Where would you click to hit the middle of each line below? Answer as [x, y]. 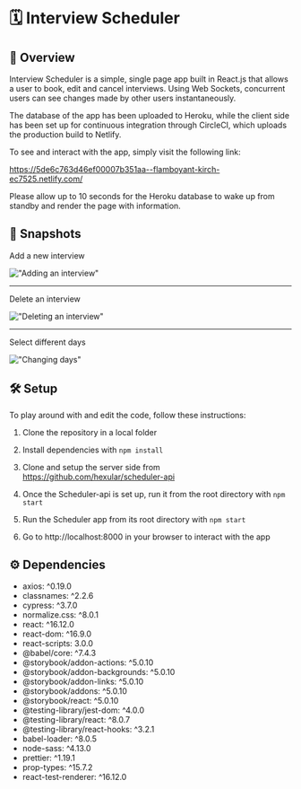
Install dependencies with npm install [93, 450]
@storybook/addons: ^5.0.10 [75, 691]
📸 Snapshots [46, 234]
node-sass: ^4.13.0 [56, 749]
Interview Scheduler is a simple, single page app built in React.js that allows [149, 79]
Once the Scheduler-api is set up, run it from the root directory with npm [154, 494]
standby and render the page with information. [95, 206]
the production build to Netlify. [65, 135]
